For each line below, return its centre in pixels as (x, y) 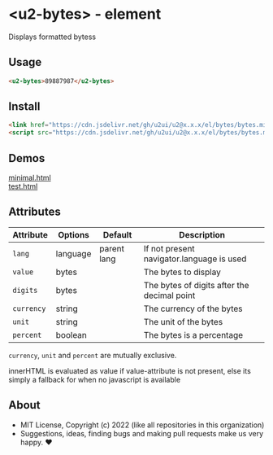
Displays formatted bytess (52, 37)
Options (74, 234)
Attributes (35, 212)
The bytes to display (182, 272)
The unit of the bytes (183, 322)
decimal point (169, 295)
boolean (71, 335)
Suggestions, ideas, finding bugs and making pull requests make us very (142, 433)
